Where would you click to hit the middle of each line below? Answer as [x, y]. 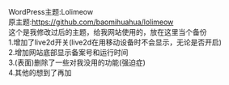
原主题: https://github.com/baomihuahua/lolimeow [91, 22]
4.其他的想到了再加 [40, 72]
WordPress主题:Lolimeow [51, 12]
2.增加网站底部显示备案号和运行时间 [68, 52]
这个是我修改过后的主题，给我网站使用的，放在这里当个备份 [108, 32]
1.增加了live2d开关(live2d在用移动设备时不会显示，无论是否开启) [115, 42]
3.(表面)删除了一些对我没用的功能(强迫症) [77, 62]
